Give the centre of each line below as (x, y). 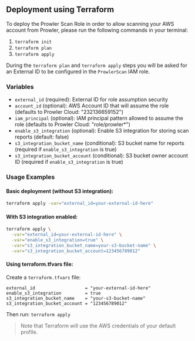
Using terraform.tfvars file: (40, 264)
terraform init (33, 42)
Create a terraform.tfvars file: (43, 277)
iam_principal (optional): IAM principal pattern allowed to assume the (99, 118)
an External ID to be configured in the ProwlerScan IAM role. (78, 71)
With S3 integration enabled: (42, 217)
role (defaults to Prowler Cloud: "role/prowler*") (73, 124)
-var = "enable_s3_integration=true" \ (58, 240)
